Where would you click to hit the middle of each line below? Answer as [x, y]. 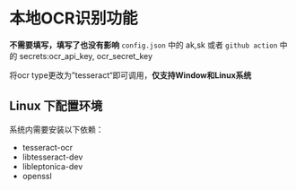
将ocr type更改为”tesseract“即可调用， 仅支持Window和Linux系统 [131, 75]
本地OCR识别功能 [74, 18]
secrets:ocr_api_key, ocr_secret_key [86, 56]
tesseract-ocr [48, 147]
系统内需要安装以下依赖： [57, 129]
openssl [37, 176]
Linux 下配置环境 [56, 106]
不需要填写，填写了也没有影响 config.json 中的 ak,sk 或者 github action [144, 45]
